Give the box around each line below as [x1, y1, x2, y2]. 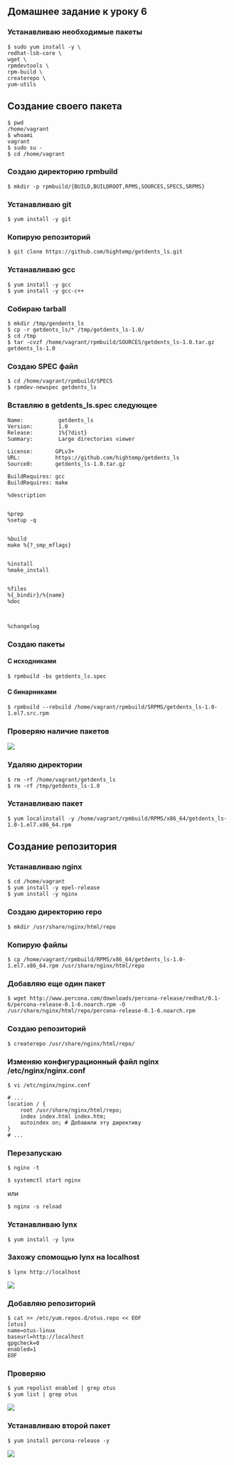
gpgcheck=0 [7, 1339, 40, 1347]
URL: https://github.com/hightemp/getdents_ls [7, 454, 180, 461]
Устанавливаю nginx [7, 862, 83, 872]
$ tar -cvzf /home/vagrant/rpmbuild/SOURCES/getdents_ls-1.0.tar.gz [7, 338, 215, 345]
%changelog [7, 622, 40, 630]
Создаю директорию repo [7, 907, 102, 917]
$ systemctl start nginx [7, 1177, 81, 1184]
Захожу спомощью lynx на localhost [7, 1252, 140, 1262]
